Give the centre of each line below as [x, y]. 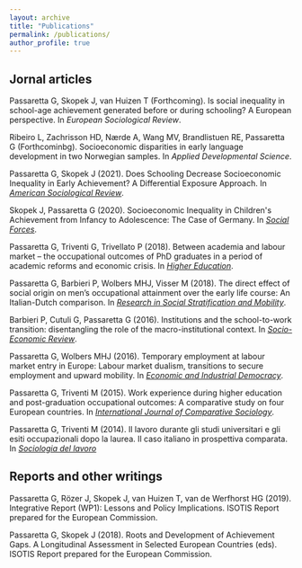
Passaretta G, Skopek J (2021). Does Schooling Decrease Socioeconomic [145, 174]
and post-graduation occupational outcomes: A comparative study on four [147, 403]
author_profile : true [50, 43]
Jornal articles [51, 79]
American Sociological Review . [67, 193]
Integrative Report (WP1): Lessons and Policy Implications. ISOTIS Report [144, 508]
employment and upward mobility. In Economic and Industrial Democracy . [147, 376]
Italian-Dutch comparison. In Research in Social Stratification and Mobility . [148, 303]
